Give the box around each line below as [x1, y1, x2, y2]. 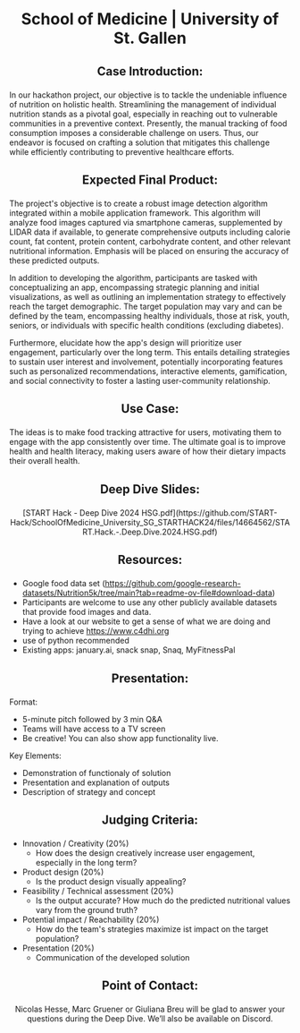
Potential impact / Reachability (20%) [21, 914, 160, 925]
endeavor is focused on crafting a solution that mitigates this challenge [9, 137, 271, 148]
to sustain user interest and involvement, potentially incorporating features [9, 356, 284, 367]
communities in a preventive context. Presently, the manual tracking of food [9, 117, 287, 129]
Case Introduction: [96, 64, 204, 79]
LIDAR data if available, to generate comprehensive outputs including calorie [9, 226, 291, 237]
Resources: [117, 552, 183, 568]
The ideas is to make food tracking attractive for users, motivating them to [9, 427, 282, 438]
